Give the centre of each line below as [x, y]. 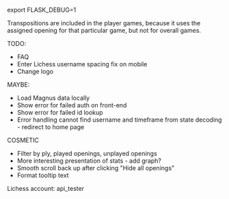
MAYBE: [18, 84]
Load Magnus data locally [53, 98]
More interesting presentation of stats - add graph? [89, 161]
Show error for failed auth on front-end [72, 105]
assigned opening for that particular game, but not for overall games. [104, 30]
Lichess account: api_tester [45, 188]
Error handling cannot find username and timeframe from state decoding [119, 120]
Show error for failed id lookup [60, 112]
